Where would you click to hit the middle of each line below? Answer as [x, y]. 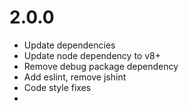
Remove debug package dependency [101, 66]
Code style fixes [57, 87]
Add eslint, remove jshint [75, 77]
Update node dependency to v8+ [92, 55]
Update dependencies [69, 45]
